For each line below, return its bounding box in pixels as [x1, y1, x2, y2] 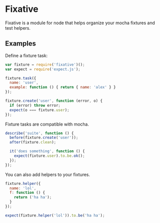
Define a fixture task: [5, 52, 48, 58]
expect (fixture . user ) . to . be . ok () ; [14, 153, 85, 158]
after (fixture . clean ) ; [9, 140, 56, 145]
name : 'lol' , [9, 185, 37, 191]
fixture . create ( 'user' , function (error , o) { [5, 98, 103, 103]
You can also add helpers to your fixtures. [5, 172, 90, 178]
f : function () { [9, 190, 45, 195]
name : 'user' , [9, 80, 39, 85]
